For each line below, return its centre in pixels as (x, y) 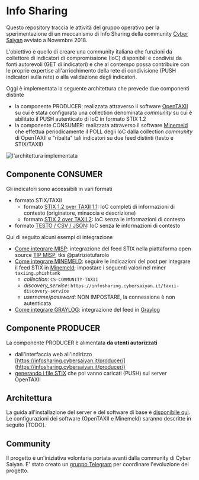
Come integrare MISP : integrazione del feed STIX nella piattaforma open (103, 249)
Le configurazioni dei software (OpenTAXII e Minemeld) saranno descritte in (99, 419)
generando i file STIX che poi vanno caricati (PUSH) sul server (91, 373)
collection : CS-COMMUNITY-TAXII (61, 279)
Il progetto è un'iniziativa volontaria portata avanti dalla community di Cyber (99, 458)
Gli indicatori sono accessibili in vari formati (59, 189)
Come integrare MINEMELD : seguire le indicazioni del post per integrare (102, 261)
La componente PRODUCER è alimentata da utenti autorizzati (82, 343)
